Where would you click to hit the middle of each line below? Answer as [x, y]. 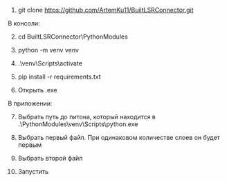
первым [30, 145]
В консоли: [24, 23]
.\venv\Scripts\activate [50, 63]
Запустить [33, 171]
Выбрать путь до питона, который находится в [87, 117]
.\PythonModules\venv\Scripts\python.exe [78, 124]
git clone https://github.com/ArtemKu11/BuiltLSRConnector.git [106, 10]
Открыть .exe [37, 90]
